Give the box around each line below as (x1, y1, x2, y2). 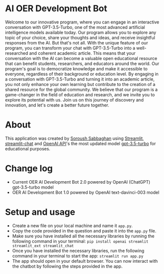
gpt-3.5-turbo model (12, 184, 54, 190)
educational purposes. (5, 146, 50, 151)
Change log (5, 163, 53, 174)
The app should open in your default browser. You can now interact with (12, 258, 158, 264)
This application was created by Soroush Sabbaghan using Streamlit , (5, 135, 144, 141)
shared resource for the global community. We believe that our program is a (5, 86, 158, 92)
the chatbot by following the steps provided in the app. (12, 263, 123, 269)
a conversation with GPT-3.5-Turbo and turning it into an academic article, (5, 76, 155, 82)
